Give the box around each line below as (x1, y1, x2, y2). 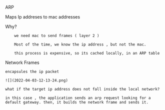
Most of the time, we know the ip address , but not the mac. (14, 42, 146, 47)
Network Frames (5, 59, 40, 65)
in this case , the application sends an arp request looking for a (5, 95, 151, 100)
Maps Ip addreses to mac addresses (5, 14, 80, 19)
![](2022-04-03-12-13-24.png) (5, 78, 68, 83)
